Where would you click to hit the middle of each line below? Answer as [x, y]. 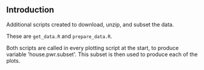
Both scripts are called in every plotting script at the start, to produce [93, 48]
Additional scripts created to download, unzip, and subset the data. [90, 24]
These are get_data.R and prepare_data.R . [59, 36]
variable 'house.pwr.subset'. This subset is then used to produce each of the [102, 54]
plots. [13, 60]
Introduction [30, 10]
